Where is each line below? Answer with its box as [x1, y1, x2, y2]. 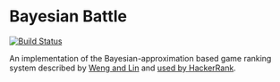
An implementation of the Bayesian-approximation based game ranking [9, 53, 272, 63]
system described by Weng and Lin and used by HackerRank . [9, 62, 237, 73]
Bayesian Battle [9, 6, 128, 27]
